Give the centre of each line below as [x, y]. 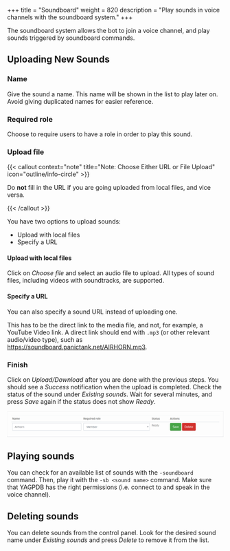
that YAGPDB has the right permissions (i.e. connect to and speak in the [109, 487]
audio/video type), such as [45, 339]
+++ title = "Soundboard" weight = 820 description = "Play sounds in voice [114, 10]
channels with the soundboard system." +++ [70, 17]
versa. [16, 195]
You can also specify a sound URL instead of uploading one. [92, 312]
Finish [18, 365]
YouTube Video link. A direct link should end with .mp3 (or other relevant [108, 332]
